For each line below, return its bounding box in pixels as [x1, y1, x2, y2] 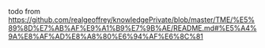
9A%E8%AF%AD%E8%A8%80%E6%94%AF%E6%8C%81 [8, 31, 204, 41]
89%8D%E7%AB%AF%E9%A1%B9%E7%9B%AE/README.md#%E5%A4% [8, 24, 257, 32]
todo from [8, 7, 41, 16]
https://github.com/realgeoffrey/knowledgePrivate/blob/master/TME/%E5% [8, 15, 256, 24]
